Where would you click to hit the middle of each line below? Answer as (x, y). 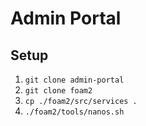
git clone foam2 (58, 91)
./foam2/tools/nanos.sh (74, 112)
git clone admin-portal (74, 80)
